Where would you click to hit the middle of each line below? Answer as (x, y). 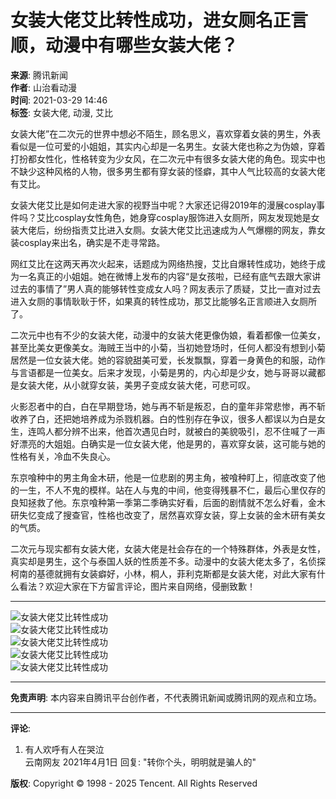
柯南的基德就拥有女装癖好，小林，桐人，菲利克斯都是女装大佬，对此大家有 (163, 573)
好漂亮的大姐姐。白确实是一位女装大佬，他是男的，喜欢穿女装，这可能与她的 (168, 443)
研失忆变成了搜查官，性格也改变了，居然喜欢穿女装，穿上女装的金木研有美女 (168, 515)
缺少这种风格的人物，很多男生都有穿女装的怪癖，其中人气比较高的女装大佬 (172, 171)
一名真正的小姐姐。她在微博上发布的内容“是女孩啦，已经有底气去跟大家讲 (170, 276)
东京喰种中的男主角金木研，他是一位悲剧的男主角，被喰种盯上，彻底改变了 (163, 477)
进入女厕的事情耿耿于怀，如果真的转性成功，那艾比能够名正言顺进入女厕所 (163, 301)
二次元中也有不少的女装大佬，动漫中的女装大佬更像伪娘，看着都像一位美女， (168, 335)
